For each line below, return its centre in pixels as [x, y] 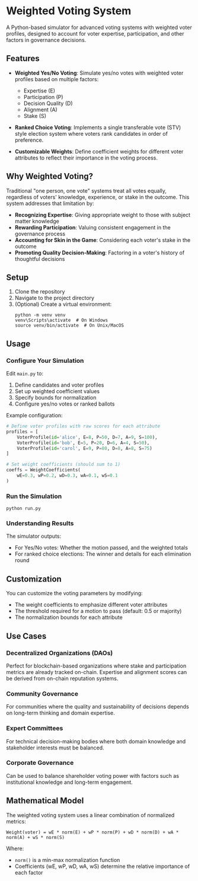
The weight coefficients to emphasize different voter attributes [91, 605]
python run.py [24, 509]
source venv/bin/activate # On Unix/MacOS [69, 325]
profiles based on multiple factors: [57, 79]
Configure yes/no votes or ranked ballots [65, 404]
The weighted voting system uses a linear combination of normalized [90, 815]
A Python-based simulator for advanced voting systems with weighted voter [99, 27]
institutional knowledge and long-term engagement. [70, 782]
